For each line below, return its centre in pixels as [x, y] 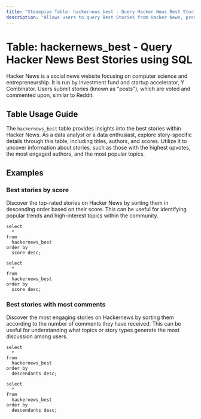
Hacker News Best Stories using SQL [99, 60]
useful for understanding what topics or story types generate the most [93, 330]
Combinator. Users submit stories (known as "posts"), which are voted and [98, 89]
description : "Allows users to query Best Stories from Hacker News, [95, 17]
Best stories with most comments [56, 304]
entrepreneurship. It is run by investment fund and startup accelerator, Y [95, 83]
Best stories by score [38, 190]
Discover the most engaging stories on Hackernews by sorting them [90, 317]
